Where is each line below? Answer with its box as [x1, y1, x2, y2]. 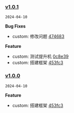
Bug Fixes [5, 23, 26, 29]
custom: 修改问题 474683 [12, 34, 65, 39]
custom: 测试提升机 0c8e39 [12, 53, 69, 60]
